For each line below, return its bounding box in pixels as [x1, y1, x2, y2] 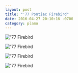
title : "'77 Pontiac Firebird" [5, 12, 69, 17]
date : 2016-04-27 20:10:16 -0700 [5, 16, 74, 21]
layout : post [5, 7, 32, 12]
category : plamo [5, 21, 38, 26]
